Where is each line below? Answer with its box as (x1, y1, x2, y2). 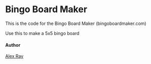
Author (5, 42, 21, 48)
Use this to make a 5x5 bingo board (5, 30, 80, 36)
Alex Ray (5, 53, 24, 59)
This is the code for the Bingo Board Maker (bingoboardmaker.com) (5, 20, 146, 26)
